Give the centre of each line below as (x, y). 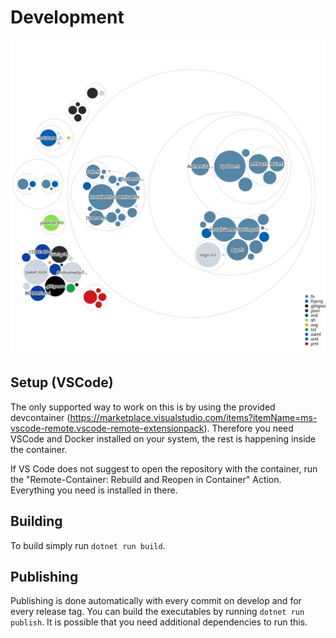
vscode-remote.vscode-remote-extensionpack (107, 428)
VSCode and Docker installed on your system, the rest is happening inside (163, 438)
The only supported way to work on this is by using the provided (143, 407)
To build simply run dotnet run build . (88, 545)
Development (67, 17)
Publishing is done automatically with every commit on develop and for (156, 601)
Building (36, 521)
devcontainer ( (40, 417)
